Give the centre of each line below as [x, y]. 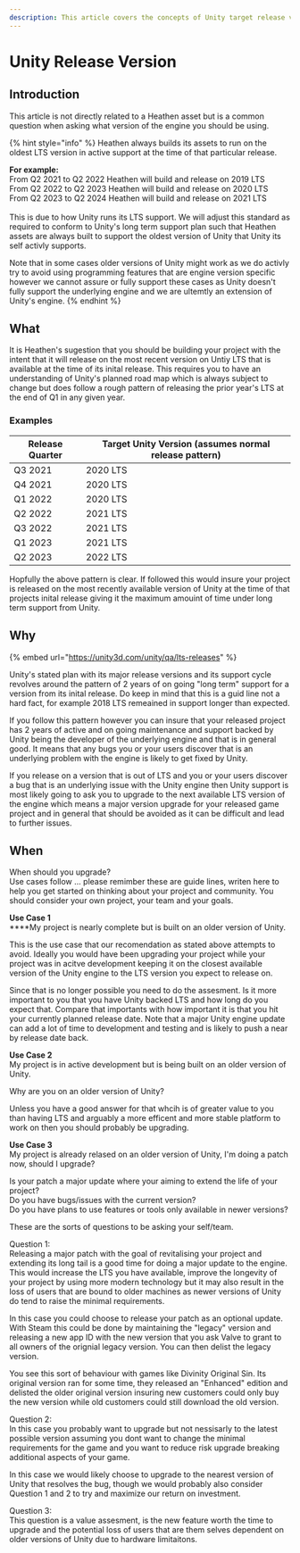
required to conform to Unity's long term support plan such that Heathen [143, 226]
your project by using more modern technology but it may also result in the [146, 1283]
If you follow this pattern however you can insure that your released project [147, 720]
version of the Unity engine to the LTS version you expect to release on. [141, 973]
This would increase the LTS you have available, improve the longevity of [143, 1273]
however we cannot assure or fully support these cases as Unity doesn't [143, 281]
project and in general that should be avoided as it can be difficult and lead [147, 813]
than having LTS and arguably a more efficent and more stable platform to [145, 1118]
